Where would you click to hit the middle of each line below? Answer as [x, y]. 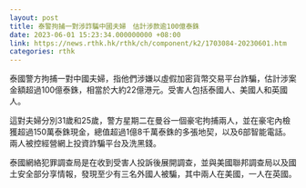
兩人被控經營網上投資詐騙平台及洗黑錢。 [85, 143]
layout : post [34, 18]
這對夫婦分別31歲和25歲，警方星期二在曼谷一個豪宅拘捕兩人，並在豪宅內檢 [150, 121]
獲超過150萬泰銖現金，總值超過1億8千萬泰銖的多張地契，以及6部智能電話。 [150, 132]
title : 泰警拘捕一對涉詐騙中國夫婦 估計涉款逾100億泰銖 [105, 26]
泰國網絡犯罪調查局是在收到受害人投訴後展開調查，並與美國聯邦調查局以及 [149, 163]
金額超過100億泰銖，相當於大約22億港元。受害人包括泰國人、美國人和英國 [149, 90]
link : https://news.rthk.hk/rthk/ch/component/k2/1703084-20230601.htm [148, 43]
